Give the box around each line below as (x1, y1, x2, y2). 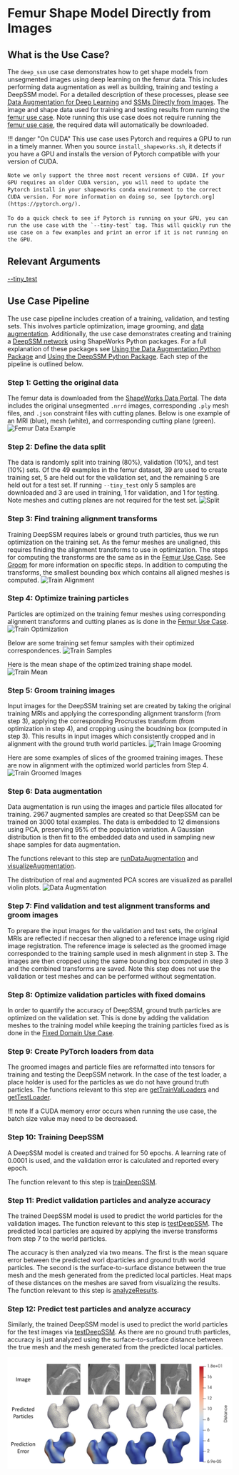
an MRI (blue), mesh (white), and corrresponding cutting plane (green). (7, 416, 216, 425)
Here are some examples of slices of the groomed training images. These (7, 753, 223, 762)
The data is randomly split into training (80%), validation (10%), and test (7, 458, 219, 467)
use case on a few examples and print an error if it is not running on (7, 229, 228, 236)
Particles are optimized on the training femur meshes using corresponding (7, 609, 226, 618)
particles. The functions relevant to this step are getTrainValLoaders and (7, 1085, 220, 1094)
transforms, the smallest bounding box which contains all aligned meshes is (7, 568, 230, 576)
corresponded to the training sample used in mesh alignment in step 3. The (7, 949, 228, 957)
